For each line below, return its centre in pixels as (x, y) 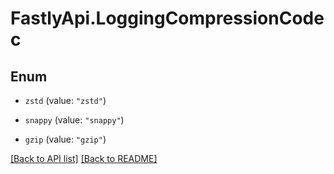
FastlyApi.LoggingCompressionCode (167, 18)
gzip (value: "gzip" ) (65, 139)
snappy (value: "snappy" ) (74, 120)
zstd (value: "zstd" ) (65, 100)
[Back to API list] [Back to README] (84, 158)
